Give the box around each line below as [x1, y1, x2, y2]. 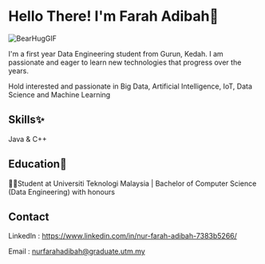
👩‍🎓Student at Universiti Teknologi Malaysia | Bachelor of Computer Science [8, 179, 257, 188]
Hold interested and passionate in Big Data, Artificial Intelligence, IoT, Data [8, 81, 253, 91]
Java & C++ [8, 134, 47, 144]
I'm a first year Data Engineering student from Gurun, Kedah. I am [8, 49, 223, 58]
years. [8, 65, 30, 75]
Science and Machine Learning [8, 89, 111, 99]
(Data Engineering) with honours [8, 187, 116, 196]
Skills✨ [8, 113, 45, 127]
